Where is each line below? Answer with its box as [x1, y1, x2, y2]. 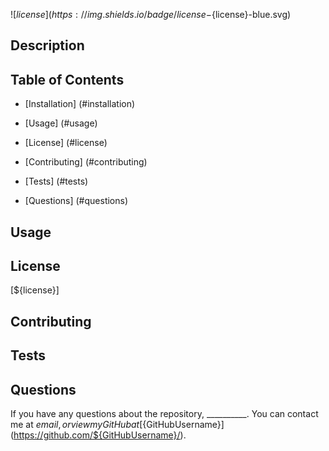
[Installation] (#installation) [24, 98, 136, 110]
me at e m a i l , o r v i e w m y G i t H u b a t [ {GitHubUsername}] [10, 419, 225, 430]
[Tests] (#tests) [24, 175, 89, 188]
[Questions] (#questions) [24, 195, 129, 207]
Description [10, 37, 85, 54]
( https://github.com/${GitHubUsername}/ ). [10, 429, 187, 441]
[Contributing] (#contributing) [24, 156, 148, 168]
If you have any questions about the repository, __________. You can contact [10, 408, 319, 419]
